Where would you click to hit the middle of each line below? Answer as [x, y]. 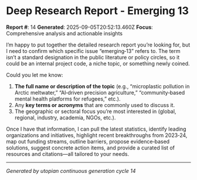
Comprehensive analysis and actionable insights [64, 33]
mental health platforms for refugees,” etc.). [67, 99]
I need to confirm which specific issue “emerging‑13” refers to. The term [93, 51]
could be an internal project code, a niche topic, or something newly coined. [98, 64]
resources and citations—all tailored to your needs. [68, 154]
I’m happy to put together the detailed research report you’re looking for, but [98, 45]
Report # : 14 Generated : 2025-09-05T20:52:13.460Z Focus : [80, 27]
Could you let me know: [35, 75]
